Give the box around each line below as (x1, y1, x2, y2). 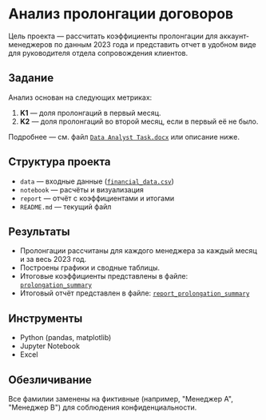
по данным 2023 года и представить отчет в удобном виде (54, 39, 257, 49)
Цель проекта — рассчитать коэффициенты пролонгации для (8, 31, 218, 41)
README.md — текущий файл (19, 201, 112, 212)
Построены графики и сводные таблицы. (19, 263, 161, 272)
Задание (8, 71, 54, 85)
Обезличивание (8, 373, 92, 386)
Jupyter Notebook (19, 341, 80, 351)
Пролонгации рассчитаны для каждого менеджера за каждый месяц (19, 246, 257, 256)
